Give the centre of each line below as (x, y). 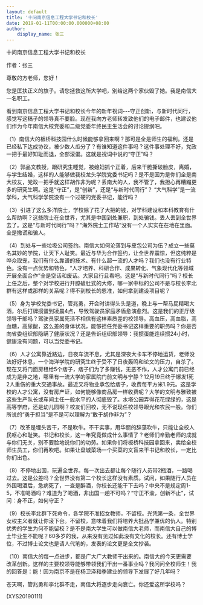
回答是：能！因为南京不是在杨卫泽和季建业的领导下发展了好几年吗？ (96, 572)
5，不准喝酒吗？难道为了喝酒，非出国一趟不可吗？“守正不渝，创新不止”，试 (100, 493)
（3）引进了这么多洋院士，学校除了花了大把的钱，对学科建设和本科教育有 (98, 210)
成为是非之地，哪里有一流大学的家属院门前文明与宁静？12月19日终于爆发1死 (100, 377)
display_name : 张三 (41, 34)
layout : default (27, 12)
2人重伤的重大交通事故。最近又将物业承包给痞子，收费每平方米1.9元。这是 (99, 385)
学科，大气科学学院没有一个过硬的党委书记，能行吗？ (72, 197)
